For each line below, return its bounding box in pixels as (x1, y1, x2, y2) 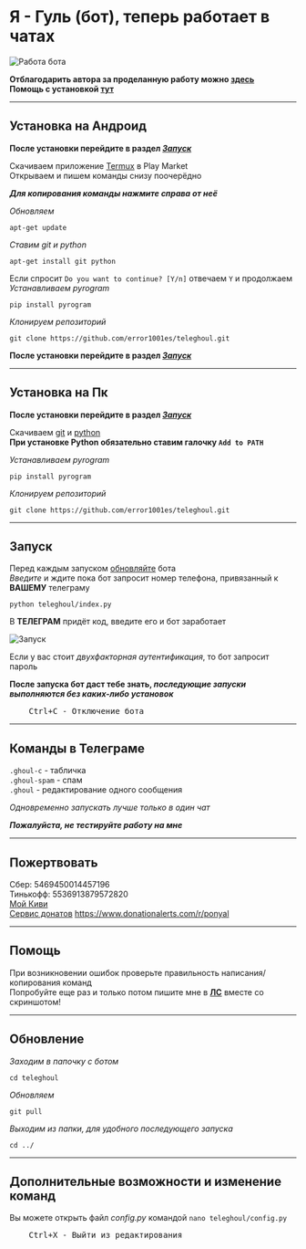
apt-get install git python (9, 257, 117, 266)
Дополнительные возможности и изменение (9, 1174, 282, 1190)
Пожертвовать (9, 855, 98, 870)
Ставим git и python (9, 239, 87, 250)
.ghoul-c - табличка (9, 765, 87, 776)
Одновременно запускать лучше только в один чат (9, 802, 211, 813)
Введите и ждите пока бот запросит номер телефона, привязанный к (9, 572, 279, 583)
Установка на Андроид (9, 119, 148, 134)
